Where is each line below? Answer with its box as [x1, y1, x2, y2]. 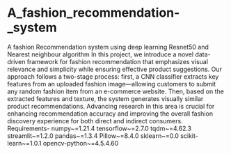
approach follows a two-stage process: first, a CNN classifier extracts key [7, 72, 219, 81]
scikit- [180, 131, 198, 140]
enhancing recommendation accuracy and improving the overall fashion [7, 109, 214, 118]
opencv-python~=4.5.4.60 [42, 139, 119, 147]
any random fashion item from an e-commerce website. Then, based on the [7, 87, 224, 95]
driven [7, 57, 26, 66]
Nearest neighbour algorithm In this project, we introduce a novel [7, 50, 193, 59]
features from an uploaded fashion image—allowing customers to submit [7, 79, 216, 88]
